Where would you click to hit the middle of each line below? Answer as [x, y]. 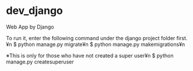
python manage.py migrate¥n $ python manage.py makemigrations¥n [101, 44]
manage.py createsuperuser [40, 62]
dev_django [34, 11]
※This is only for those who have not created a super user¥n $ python [90, 55]
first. [182, 38]
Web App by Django [30, 27]
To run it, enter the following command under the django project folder [91, 38]
